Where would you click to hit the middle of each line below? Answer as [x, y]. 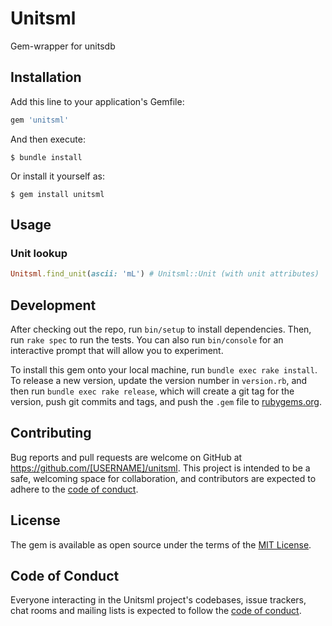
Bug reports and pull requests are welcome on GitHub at [126, 457]
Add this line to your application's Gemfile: [97, 101]
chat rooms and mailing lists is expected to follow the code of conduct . [156, 611]
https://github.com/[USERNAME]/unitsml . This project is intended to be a [160, 468]
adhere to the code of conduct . [74, 489]
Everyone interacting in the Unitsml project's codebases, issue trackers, [158, 600]
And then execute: [48, 139]
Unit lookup [39, 253]
